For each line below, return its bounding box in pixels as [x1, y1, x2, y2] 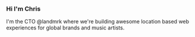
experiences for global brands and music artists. [6, 24, 125, 31]
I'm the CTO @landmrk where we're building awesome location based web [6, 18, 189, 25]
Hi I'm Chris [6, 5, 41, 13]
